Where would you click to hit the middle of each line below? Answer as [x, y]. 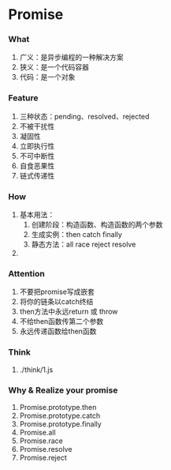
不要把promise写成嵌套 [57, 292]
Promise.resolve [46, 449]
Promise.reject [43, 457]
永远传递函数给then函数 [58, 331]
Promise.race [41, 441]
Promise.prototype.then [58, 407]
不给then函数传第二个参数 [61, 321]
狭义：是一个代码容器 [54, 67]
